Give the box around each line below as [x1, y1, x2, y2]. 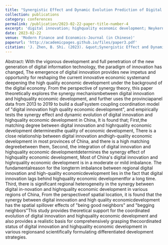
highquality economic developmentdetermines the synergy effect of [5, 149, 145, 155]
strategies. [5, 234, 27, 240]
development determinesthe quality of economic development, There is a [5, 127, 156, 133]
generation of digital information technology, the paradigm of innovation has [5, 64, 162, 70]
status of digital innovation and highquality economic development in [5, 223, 147, 229]
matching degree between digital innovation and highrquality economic [5, 122, 152, 128]
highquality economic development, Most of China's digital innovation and [5, 154, 158, 160]
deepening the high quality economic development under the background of [5, 80, 162, 86]
